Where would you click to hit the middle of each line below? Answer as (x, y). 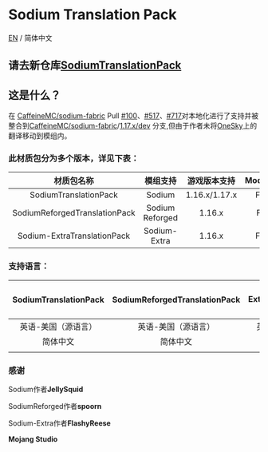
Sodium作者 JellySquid (46, 390)
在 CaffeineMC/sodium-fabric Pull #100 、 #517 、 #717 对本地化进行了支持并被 (134, 116)
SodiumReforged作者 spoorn (55, 406)
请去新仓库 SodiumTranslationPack (95, 65)
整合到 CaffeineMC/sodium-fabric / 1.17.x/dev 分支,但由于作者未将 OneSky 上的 (133, 126)
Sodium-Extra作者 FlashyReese (60, 423)
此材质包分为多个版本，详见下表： (74, 159)
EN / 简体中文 (30, 38)
